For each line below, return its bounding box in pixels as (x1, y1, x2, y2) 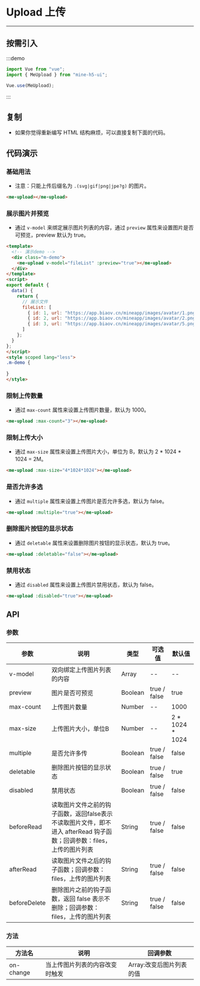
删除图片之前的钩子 (51, 886, 105, 894)
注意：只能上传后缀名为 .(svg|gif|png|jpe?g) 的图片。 (14, 182, 150, 189)
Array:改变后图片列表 (127, 960, 187, 969)
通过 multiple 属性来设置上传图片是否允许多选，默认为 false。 (14, 497, 168, 505)
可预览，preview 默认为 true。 (14, 231, 89, 239)
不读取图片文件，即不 (51, 818, 111, 827)
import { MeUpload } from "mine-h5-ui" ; (6, 72, 108, 78)
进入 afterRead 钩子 (51, 827, 106, 836)
